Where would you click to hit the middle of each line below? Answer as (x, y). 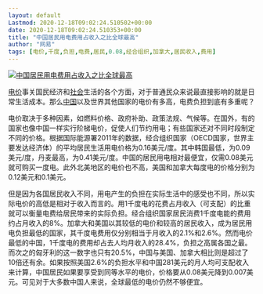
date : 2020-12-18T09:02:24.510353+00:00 (75, 30)
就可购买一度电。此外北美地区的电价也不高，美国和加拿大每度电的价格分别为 (131, 167)
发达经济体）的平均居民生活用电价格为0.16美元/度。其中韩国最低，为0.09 (132, 147)
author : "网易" (32, 45)
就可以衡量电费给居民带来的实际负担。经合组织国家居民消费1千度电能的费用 (130, 213)
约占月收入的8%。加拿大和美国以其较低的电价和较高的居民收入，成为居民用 (130, 223)
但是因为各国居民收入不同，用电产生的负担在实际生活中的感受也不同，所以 (128, 194)
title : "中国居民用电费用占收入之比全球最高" (74, 37)
